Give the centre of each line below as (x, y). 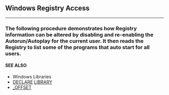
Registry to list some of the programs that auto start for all (77, 47)
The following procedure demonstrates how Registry (71, 28)
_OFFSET (22, 87)
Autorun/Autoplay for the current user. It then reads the (74, 41)
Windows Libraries (32, 76)
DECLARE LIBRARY (32, 82)
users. (13, 53)
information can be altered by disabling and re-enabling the (79, 35)
